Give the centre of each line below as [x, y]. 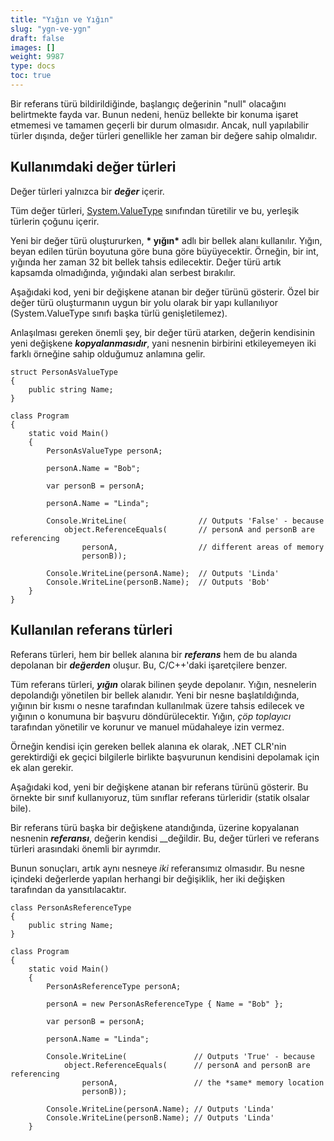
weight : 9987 [37, 57]
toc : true [31, 76]
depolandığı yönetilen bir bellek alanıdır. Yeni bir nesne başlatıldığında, [155, 695]
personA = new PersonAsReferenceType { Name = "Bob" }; [165, 1004]
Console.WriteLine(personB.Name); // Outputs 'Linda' [160, 1117]
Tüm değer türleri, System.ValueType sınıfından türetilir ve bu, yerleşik [155, 210]
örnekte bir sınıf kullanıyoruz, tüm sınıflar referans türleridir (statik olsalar [160, 797]
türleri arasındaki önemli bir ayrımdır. [86, 848]
